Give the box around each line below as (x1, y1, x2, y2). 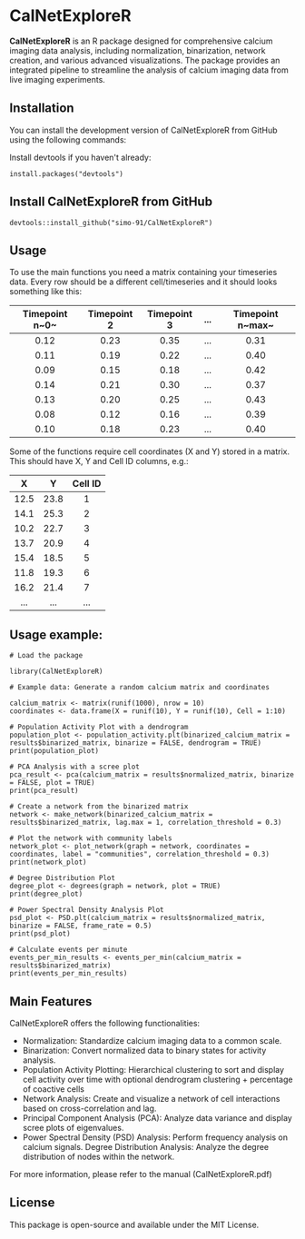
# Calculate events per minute (9, 946, 128, 955)
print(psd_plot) (9, 929, 71, 938)
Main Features (9, 994, 93, 1009)
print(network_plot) (9, 857, 88, 867)
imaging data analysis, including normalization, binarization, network (9, 45, 266, 55)
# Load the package (9, 651, 84, 660)
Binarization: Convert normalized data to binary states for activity (22, 1046, 267, 1056)
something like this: (9, 286, 83, 297)
